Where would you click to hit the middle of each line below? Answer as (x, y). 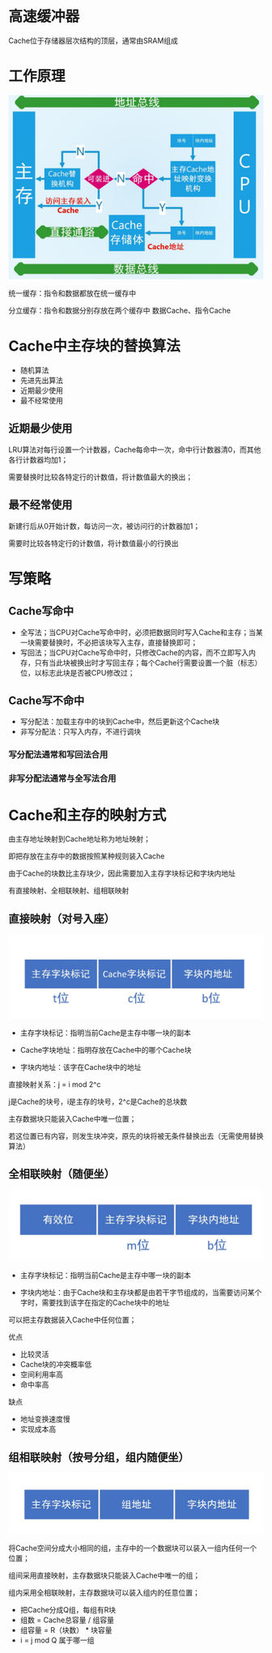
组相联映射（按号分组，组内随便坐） (99, 1457)
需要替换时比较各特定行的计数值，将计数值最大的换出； (100, 477)
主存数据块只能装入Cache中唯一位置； (72, 1118)
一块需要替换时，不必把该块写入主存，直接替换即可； (109, 642)
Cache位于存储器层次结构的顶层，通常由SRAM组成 (93, 40)
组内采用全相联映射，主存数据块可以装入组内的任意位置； (104, 1592)
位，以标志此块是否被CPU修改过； (77, 672)
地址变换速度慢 (45, 1419)
